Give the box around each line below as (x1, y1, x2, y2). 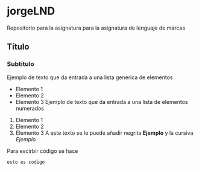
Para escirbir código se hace (7, 147, 78, 155)
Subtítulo (7, 60, 35, 68)
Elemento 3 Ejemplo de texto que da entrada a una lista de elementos (15, 98, 188, 105)
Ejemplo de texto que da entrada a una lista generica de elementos (7, 74, 174, 81)
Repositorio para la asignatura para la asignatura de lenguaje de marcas (7, 24, 186, 31)
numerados (15, 105, 45, 112)
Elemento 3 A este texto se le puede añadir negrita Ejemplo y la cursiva (15, 129, 194, 137)
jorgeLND (7, 4, 55, 18)
